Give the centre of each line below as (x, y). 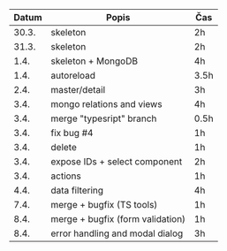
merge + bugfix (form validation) (118, 219)
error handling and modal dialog (117, 233)
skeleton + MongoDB (95, 61)
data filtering (77, 190)
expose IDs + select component (117, 161)
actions (66, 176)
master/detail (78, 90)
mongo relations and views (106, 104)
